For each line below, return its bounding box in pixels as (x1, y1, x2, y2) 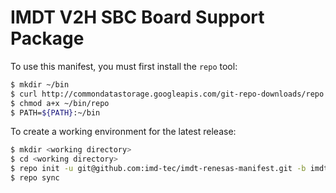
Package (10, 27, 85, 50)
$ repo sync (10, 173, 60, 183)
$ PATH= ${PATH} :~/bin (10, 107, 101, 118)
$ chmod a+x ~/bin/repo (10, 98, 110, 108)
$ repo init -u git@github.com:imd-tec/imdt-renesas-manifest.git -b (10, 164, 307, 174)
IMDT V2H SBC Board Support (10, 6, 265, 29)
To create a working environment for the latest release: (10, 126, 237, 138)
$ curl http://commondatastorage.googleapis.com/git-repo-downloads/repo (10, 89, 325, 99)
